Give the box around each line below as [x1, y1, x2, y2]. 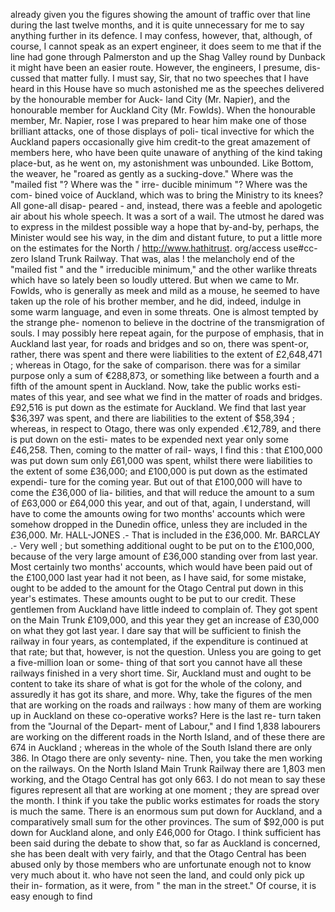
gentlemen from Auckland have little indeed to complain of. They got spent [10, 604, 318, 615]
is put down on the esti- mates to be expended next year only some [10, 434, 289, 445]
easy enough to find [10, 890, 93, 902]
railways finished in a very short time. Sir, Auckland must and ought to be [10, 667, 312, 679]
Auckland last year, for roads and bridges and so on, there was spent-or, [10, 338, 310, 349]
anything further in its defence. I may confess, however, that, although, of [10, 30, 313, 41]
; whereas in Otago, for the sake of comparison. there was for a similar [10, 359, 301, 371]
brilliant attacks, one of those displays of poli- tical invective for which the [10, 125, 315, 137]
